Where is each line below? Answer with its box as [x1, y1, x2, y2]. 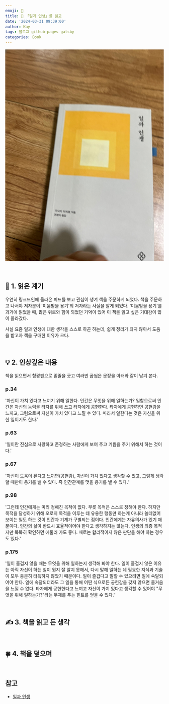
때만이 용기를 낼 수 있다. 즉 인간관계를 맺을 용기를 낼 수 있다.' [10, 479, 129, 485]
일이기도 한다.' [10, 416, 39, 422]
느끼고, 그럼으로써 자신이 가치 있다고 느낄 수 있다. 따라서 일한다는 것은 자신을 [5, 410, 155, 416]
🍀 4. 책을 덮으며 [5, 650, 52, 658]
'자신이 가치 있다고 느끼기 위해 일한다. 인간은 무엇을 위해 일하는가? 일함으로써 [5, 397, 156, 403]
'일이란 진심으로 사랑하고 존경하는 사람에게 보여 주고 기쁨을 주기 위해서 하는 [5, 441, 153, 447]
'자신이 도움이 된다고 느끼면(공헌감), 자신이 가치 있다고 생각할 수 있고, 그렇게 [5, 473, 155, 479]
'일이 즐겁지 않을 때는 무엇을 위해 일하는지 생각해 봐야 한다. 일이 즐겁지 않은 [5, 560, 152, 566]
